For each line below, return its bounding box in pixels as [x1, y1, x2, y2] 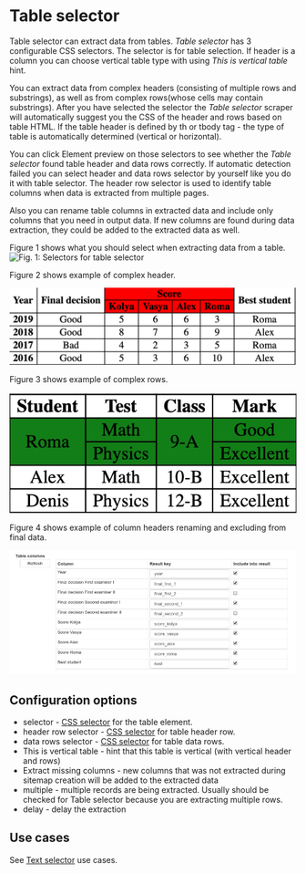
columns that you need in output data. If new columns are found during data [9, 214, 295, 225]
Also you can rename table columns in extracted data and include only [9, 204, 274, 215]
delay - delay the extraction [22, 804, 127, 815]
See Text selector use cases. [9, 854, 118, 865]
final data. [9, 532, 47, 543]
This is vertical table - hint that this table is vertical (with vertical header [22, 745, 291, 756]
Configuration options [9, 692, 138, 708]
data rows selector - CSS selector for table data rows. [22, 735, 225, 746]
